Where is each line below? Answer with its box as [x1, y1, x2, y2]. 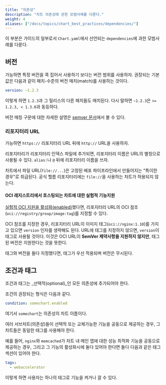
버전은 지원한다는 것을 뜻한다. [10, 240, 68, 246]
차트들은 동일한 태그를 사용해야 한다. [5, 327, 75, 333]
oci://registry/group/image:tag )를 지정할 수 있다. [6, 210, 108, 216]
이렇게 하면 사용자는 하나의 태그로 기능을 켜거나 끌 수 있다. [5, 374, 117, 381]
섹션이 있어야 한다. [5, 350, 41, 356]
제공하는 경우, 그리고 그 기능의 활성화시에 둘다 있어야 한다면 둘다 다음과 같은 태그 [5, 344, 161, 350]
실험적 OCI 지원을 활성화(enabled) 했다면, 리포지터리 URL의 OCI [5, 204, 129, 210]
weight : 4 [5, 16, 26, 21]
